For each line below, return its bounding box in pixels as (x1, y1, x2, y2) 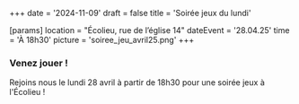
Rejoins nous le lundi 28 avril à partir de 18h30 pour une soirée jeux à (9, 77, 265, 88)
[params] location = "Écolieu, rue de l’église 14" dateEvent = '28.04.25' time (9, 25, 290, 35)
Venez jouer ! (9, 56, 69, 69)
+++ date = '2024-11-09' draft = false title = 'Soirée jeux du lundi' (9, 8, 251, 18)
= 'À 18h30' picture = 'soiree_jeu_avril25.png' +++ (9, 35, 195, 45)
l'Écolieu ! (9, 87, 46, 98)
